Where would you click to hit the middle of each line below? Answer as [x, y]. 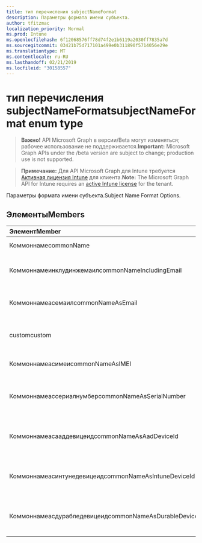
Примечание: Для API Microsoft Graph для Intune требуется [98, 171]
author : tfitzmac [28, 23]
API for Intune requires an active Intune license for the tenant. [97, 184]
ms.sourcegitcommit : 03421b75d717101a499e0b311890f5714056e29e [87, 46]
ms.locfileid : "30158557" [38, 68]
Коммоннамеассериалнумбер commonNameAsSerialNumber [98, 396]
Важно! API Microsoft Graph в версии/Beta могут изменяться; [100, 140]
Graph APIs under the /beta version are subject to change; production [107, 153]
